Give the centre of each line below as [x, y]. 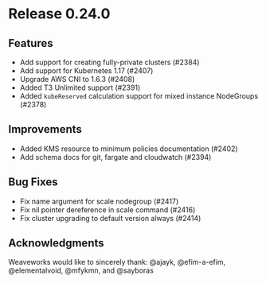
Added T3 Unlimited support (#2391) [80, 87]
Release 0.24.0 [59, 14]
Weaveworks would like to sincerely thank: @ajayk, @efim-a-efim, [117, 262]
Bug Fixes [33, 182]
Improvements [45, 129]
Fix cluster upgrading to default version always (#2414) [110, 218]
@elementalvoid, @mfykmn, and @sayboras [81, 270]
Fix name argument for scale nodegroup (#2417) [99, 201]
